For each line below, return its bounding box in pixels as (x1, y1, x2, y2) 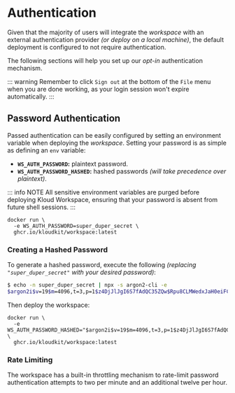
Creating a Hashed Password (7, 245, 108, 255)
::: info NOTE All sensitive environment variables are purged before (7, 187, 200, 196)
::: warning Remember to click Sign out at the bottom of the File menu (7, 77, 211, 85)
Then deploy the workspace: (7, 301, 90, 309)
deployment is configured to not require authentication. (7, 43, 166, 51)
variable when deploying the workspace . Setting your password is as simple (7, 138, 227, 147)
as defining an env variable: (7, 145, 86, 155)
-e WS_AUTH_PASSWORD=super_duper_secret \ (13, 222, 139, 229)
